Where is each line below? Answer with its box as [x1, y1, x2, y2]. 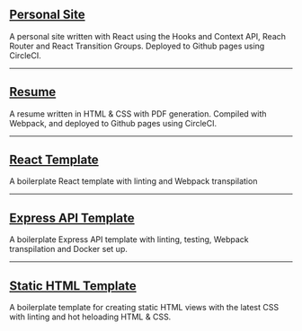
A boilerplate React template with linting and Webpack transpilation [9, 176, 258, 187]
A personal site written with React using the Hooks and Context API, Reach [9, 30, 286, 41]
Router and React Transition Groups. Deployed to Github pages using [9, 40, 265, 51]
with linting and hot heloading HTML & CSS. [9, 311, 172, 322]
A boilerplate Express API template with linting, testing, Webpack [9, 234, 249, 245]
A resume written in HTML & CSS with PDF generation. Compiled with [9, 108, 267, 119]
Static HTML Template [9, 278, 137, 293]
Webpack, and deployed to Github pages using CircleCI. [9, 118, 218, 128]
